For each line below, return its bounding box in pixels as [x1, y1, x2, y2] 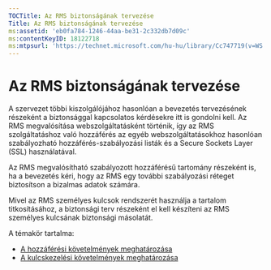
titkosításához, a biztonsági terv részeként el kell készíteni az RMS [8, 204, 230, 214]
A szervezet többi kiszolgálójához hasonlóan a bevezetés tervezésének [8, 104, 247, 114]
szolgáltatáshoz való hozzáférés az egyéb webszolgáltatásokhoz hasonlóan [8, 130, 263, 139]
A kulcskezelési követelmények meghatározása [19, 253, 179, 263]
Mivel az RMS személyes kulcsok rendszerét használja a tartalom [8, 195, 227, 205]
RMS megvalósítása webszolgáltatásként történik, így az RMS [8, 121, 215, 131]
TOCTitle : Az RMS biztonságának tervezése [8, 11, 154, 20]
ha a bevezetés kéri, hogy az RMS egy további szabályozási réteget [8, 171, 234, 181]
